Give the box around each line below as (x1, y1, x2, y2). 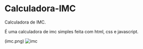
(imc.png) (4, 38, 24, 44)
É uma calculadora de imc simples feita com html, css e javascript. (4, 28, 139, 34)
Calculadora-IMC (4, 3, 76, 14)
